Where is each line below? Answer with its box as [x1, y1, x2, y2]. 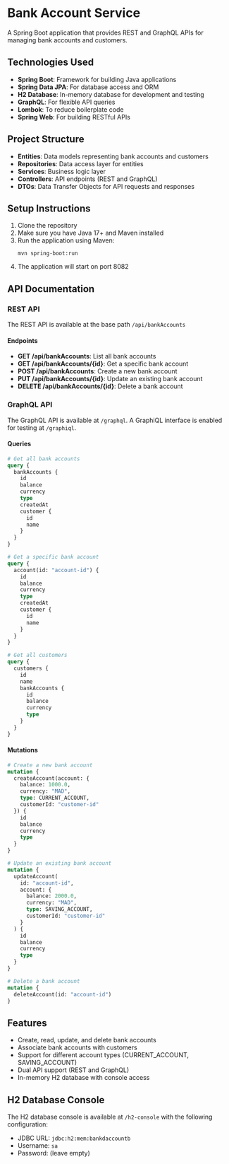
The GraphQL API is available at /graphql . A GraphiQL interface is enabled [7, 416, 223, 424]
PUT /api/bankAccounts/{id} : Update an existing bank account [17, 375, 203, 383]
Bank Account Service [7, 5, 141, 21]
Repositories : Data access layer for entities [17, 159, 144, 168]
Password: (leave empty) [17, 1149, 90, 1158]
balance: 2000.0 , [25, 892, 78, 900]
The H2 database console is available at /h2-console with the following [7, 1112, 213, 1122]
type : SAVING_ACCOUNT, [25, 906, 93, 913]
